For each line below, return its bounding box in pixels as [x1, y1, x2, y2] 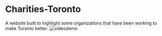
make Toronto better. [5, 25, 49, 31]
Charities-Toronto [5, 3, 81, 15]
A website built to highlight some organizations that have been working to [5, 20, 157, 26]
